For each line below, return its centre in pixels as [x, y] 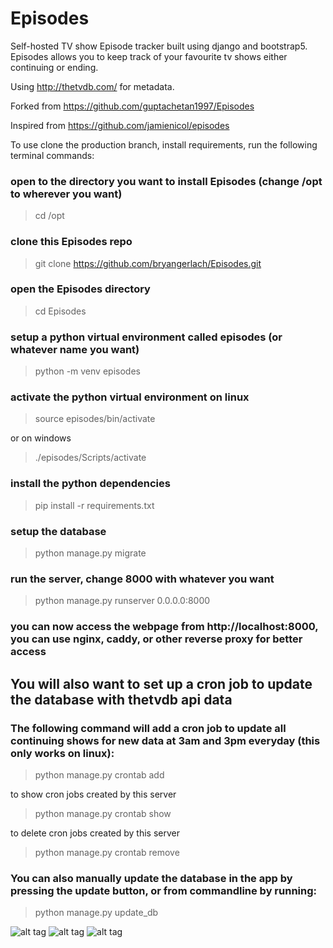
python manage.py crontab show [103, 813]
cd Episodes [60, 311]
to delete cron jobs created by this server [95, 833]
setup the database [58, 531]
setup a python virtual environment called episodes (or [146, 337]
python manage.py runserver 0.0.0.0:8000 [122, 601]
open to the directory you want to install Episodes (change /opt [166, 181]
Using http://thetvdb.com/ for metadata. [92, 86]
